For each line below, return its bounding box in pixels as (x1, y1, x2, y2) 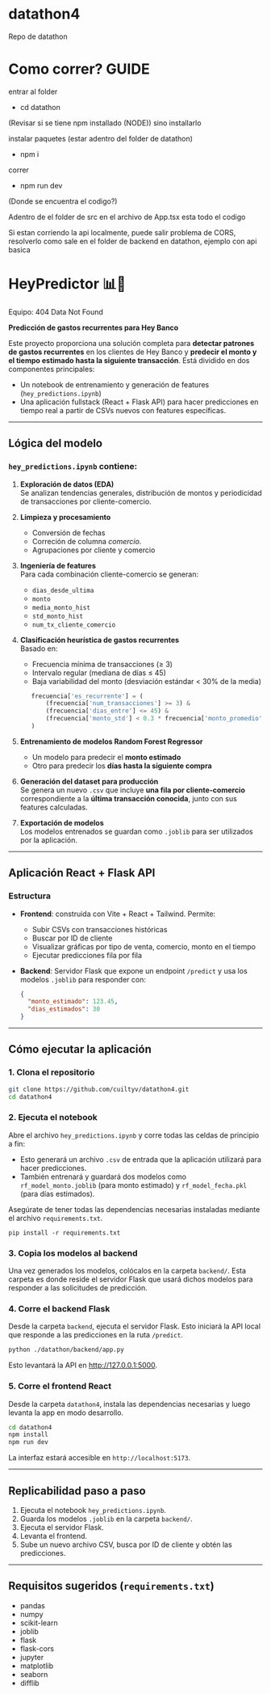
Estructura (8, 890, 51, 902)
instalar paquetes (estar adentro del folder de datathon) (8, 133, 194, 143)
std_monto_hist (31, 612, 83, 620)
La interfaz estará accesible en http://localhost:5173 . (8, 1453, 191, 1463)
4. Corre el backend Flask (8, 1303, 110, 1315)
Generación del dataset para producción (19, 776, 159, 786)
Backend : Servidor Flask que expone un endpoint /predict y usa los (19, 965, 248, 975)
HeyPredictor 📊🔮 (8, 275, 127, 294)
